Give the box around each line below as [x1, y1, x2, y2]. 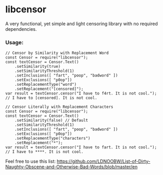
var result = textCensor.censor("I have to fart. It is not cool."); [5, 145, 157, 150]
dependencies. [5, 26, 37, 32]
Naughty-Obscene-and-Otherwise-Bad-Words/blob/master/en [5, 164, 138, 170]
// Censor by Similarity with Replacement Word [5, 50, 109, 56]
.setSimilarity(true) [14, 64, 60, 69]
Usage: [5, 38, 24, 46]
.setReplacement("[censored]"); [14, 86, 84, 92]
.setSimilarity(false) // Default [14, 118, 88, 123]
